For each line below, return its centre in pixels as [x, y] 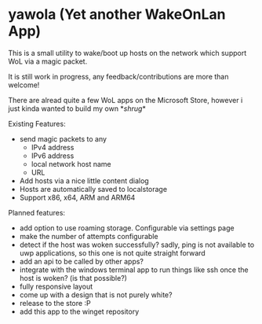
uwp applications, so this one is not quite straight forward [112, 252]
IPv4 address [53, 147]
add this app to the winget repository [79, 311]
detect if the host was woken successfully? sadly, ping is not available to [137, 245]
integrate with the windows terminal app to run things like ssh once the [134, 270]
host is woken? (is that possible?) [73, 278]
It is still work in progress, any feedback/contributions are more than [118, 76]
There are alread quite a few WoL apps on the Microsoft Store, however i [126, 100]
